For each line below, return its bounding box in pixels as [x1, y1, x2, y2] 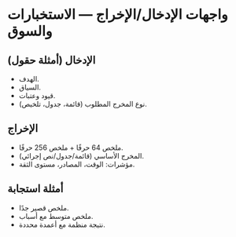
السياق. [18, 82, 41, 92]
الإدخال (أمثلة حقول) [7, 53, 96, 67]
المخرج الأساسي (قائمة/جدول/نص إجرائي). [18, 151, 145, 160]
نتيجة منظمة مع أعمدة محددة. [18, 220, 105, 229]
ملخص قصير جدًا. [18, 202, 69, 213]
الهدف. [18, 75, 40, 83]
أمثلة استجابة [7, 182, 64, 195]
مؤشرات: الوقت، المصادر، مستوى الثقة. [18, 159, 135, 169]
